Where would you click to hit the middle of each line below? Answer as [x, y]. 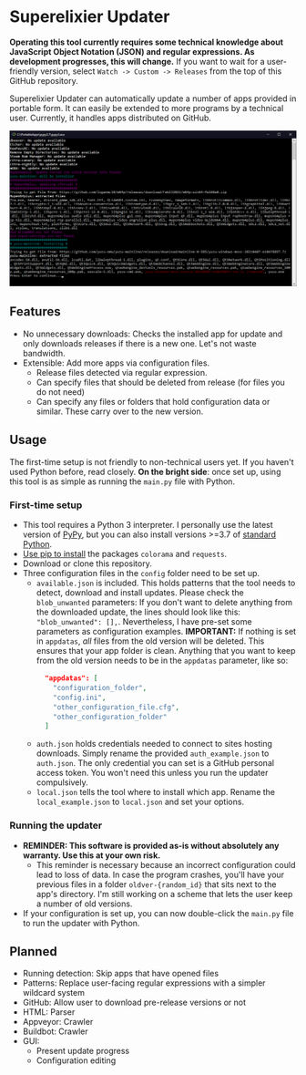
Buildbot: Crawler [55, 1031]
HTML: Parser [49, 1012]
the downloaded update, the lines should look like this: [138, 612]
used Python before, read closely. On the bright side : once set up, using [145, 471]
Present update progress [83, 1051]
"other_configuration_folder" [110, 717]
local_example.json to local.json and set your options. [140, 802]
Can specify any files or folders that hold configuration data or [153, 401]
